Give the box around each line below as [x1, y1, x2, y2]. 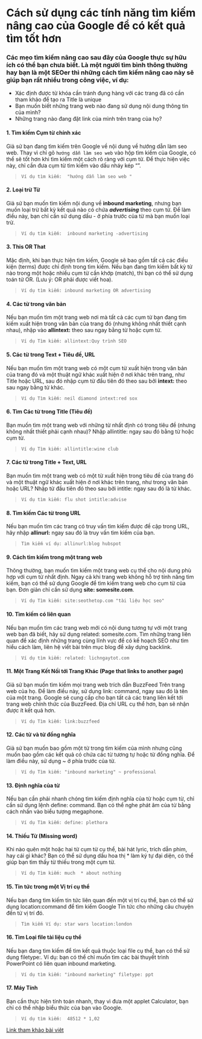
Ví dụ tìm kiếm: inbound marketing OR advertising [21, 287, 151, 294]
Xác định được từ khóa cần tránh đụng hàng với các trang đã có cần [14, 89, 185, 97]
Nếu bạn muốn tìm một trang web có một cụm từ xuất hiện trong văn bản [6, 364, 188, 371]
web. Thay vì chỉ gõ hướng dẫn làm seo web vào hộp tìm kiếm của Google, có [6, 149, 197, 156]
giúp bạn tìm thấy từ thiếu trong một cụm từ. [6, 858, 116, 866]
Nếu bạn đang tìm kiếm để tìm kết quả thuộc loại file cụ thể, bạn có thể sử [6, 947, 190, 954]
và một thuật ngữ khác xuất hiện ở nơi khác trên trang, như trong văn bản [6, 478, 188, 485]
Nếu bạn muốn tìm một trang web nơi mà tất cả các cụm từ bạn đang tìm [6, 314, 187, 321]
